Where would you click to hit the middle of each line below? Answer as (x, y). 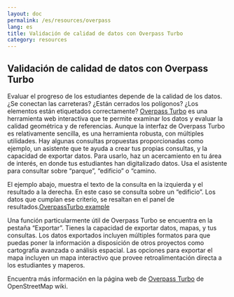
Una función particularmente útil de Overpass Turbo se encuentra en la (110, 220)
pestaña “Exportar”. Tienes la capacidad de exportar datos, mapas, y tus (112, 227)
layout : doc (25, 14)
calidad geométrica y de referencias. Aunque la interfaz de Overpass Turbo (116, 126)
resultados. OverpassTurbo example (58, 206)
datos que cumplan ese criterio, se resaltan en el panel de (91, 199)
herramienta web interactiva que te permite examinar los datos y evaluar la (115, 118)
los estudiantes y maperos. (46, 265)
